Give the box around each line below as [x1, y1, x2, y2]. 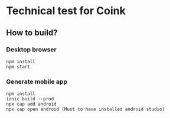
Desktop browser [6, 45, 57, 54]
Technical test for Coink [6, 4, 126, 18]
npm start [6, 64, 31, 70]
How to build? [6, 28, 58, 38]
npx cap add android [6, 101, 57, 107]
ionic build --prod [6, 96, 54, 102]
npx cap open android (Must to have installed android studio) [6, 106, 165, 113]
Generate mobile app [6, 77, 68, 86]
